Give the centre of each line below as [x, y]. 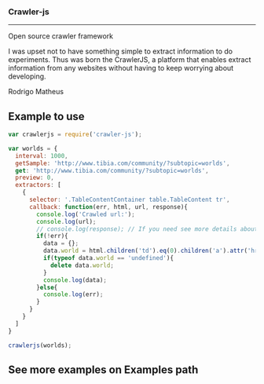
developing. [27, 76]
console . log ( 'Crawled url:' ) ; [86, 214]
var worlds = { [33, 148]
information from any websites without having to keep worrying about [121, 68]
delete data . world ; [82, 265]
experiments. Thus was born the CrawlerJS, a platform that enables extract [130, 60]
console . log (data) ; [75, 280]
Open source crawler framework [61, 36]
